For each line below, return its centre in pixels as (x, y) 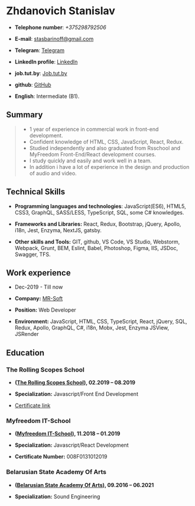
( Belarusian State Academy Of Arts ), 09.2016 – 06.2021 (84, 485)
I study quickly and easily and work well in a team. (90, 161)
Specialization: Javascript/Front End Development (77, 394)
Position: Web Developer (45, 310)
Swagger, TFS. (33, 254)
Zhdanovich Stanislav (61, 11)
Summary (25, 115)
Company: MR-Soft (39, 299)
